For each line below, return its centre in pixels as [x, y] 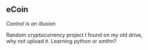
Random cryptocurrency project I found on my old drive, [74, 35]
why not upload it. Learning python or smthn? [61, 41]
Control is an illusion [31, 23]
